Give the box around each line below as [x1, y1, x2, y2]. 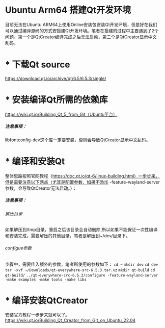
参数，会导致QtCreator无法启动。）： [5, 185, 77, 191]
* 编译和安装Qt [5, 155, 65, 167]
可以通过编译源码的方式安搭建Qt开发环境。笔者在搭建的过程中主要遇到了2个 [5, 27, 159, 33]
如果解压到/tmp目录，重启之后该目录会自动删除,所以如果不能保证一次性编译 [5, 227, 158, 233]
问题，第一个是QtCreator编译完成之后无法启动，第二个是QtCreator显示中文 [5, 34, 157, 40]
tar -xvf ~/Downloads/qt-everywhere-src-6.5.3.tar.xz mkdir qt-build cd [5, 268, 155, 273]
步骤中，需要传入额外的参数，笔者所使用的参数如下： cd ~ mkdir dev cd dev [5, 261, 158, 267]
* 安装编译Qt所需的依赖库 [5, 94, 108, 105]
